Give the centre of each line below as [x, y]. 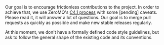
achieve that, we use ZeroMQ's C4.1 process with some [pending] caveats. [81, 12]
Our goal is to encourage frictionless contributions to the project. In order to [82, 7]
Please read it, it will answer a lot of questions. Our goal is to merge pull [78, 17]
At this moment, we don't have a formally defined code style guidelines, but [82, 32]
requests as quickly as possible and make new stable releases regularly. [79, 22]
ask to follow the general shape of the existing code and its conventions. [79, 37]
